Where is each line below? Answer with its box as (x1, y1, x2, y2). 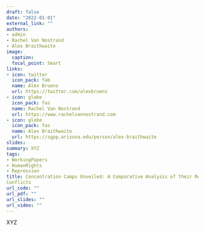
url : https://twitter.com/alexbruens (12, 89, 108, 95)
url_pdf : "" (6, 191, 37, 197)
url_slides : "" (6, 196, 45, 202)
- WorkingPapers (6, 156, 48, 163)
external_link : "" (6, 20, 53, 26)
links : (6, 65, 23, 72)
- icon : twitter (6, 71, 48, 78)
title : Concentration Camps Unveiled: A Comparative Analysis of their (6, 174, 192, 180)
